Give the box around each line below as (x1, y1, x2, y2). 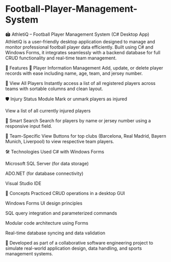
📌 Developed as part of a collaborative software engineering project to (5, 239, 154, 246)
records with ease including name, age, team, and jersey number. (5, 70, 143, 76)
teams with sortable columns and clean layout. (5, 85, 103, 92)
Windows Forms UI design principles (5, 200, 83, 206)
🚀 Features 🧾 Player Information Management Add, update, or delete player (5, 64, 163, 71)
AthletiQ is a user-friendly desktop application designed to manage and (5, 38, 156, 45)
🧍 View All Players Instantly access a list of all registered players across (5, 80, 156, 86)
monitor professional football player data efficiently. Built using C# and (5, 44, 154, 50)
